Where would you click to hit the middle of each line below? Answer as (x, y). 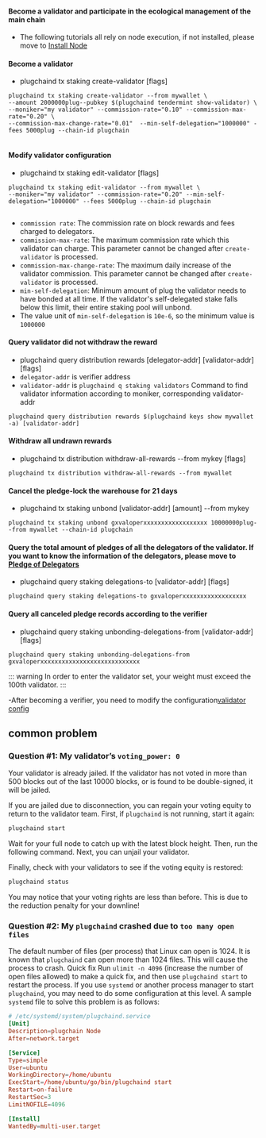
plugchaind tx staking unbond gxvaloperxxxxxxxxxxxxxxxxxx (108, 523)
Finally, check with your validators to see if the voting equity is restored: (126, 867)
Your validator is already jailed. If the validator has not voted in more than (128, 773)
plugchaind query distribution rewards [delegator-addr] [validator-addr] (137, 359)
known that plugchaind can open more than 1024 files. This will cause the (128, 959)
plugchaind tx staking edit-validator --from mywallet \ (104, 187)
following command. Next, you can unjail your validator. (99, 852)
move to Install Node (53, 46)
